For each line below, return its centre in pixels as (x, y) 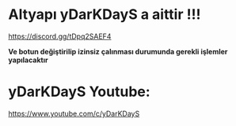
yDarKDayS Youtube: (79, 92)
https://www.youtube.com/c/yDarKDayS (74, 113)
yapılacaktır (29, 60)
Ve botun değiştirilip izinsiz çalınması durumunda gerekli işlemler (118, 51)
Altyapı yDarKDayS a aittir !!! (105, 15)
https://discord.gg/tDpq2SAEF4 (60, 36)
